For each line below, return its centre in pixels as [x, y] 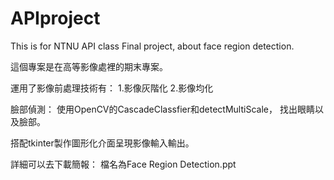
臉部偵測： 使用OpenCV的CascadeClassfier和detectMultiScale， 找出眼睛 [162, 109]
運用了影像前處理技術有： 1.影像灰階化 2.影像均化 [112, 88]
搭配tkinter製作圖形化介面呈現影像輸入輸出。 [102, 143]
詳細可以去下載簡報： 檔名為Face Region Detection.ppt [123, 164]
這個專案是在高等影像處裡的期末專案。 [89, 66]
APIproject [55, 18]
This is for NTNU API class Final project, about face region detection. [152, 46]
